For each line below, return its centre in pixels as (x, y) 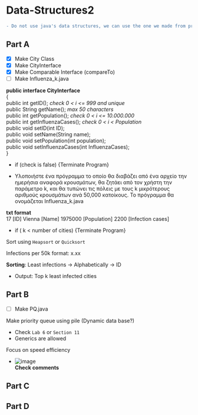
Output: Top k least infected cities (56, 276)
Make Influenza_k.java (42, 79)
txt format (19, 213)
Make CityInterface (38, 65)
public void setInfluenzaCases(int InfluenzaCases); (68, 147)
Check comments (37, 367)
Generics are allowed (40, 338)
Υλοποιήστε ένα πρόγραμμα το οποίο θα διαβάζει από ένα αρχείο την (101, 176)
